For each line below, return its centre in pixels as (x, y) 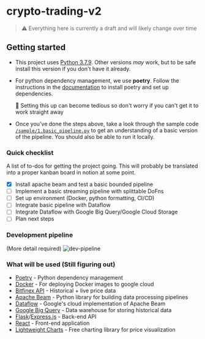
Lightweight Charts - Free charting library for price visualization (95, 330)
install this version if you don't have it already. (73, 69)
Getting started (36, 47)
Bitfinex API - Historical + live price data (65, 291)
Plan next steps (35, 219)
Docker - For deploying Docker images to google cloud (84, 284)
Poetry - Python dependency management (69, 278)
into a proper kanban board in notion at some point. (71, 173)
